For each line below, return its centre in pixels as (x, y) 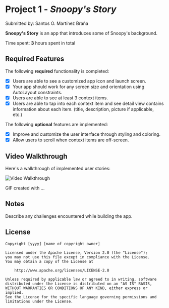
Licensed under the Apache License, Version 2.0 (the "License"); (76, 253)
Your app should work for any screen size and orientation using (78, 87)
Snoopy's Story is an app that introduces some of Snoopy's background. (81, 33)
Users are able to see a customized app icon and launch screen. (79, 81)
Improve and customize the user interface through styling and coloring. (86, 134)
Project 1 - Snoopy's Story (61, 9)
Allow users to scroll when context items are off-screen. (71, 140)
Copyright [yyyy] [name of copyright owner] (53, 244)
